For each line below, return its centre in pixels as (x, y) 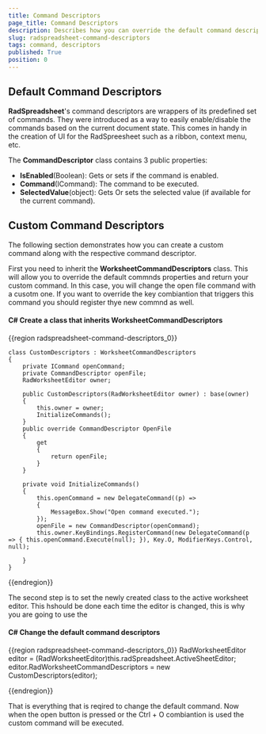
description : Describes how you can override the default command (120, 30)
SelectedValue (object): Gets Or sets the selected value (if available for (135, 192)
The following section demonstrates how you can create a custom (116, 245)
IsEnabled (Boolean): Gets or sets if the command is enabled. (119, 175)
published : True (35, 52)
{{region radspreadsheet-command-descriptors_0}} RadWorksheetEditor (127, 650)
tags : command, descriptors (55, 45)
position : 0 (28, 60)
